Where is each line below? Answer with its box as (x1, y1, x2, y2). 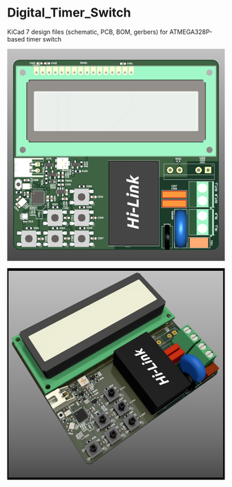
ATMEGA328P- (169, 28, 213, 36)
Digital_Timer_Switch (7, 5, 131, 21)
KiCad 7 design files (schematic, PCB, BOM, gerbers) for (7, 28, 168, 36)
